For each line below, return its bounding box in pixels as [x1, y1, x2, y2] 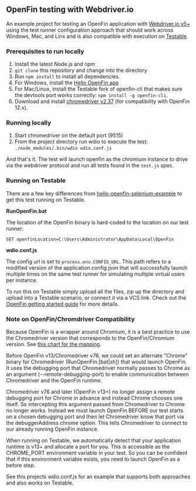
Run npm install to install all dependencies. [14, 73, 121, 80]
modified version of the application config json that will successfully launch [6, 264, 188, 271]
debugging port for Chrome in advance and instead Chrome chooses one [6, 394, 183, 401]
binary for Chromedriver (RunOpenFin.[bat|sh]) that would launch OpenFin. [6, 358, 187, 365]
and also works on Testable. [6, 479, 74, 486]
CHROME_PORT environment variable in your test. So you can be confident [6, 449, 188, 456]
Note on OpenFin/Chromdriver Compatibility [6, 315, 135, 323]
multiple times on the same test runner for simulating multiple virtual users [6, 270, 185, 277]
